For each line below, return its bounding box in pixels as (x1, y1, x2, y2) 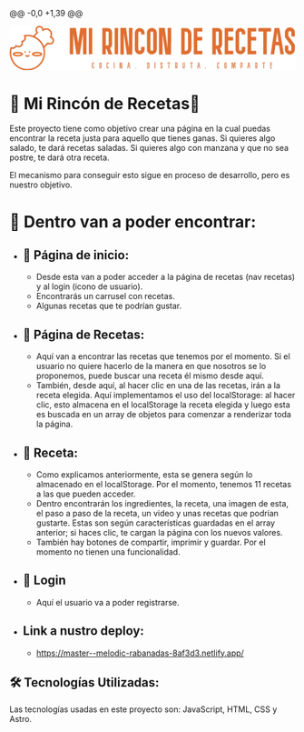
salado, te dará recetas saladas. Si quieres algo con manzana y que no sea (9, 143, 289, 154)
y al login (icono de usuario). (35, 281, 143, 292)
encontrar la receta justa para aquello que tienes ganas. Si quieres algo (9, 133, 276, 144)
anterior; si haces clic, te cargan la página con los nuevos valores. (35, 527, 283, 538)
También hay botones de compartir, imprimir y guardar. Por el (35, 536, 266, 548)
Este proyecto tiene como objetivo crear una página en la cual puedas (9, 123, 270, 135)
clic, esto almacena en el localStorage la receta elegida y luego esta (35, 399, 290, 410)
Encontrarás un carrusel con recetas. (35, 291, 175, 302)
